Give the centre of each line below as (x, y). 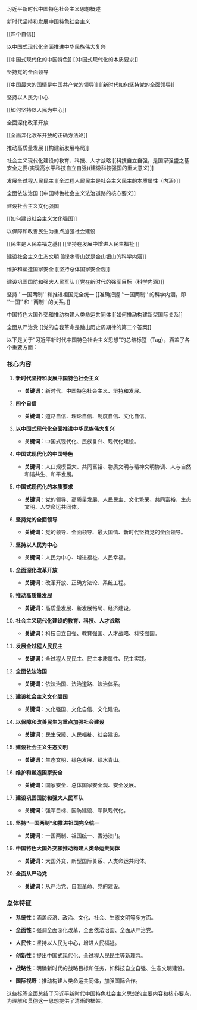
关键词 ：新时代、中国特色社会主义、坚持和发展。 (84, 391)
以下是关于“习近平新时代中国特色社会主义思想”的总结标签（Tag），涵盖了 (96, 340)
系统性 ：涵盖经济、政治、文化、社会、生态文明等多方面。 (86, 917)
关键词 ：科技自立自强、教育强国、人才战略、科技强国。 (92, 633)
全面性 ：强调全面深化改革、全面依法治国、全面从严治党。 (86, 930)
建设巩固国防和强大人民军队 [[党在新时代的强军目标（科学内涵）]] (86, 282)
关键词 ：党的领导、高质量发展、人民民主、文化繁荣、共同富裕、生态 (108, 499)
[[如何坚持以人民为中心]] (37, 110)
